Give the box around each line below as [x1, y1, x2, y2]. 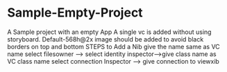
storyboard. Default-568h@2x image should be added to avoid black [7, 35, 204, 43]
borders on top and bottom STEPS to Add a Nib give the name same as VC [7, 42, 220, 51]
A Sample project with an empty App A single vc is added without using [7, 28, 212, 36]
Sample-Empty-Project [7, 5, 144, 21]
